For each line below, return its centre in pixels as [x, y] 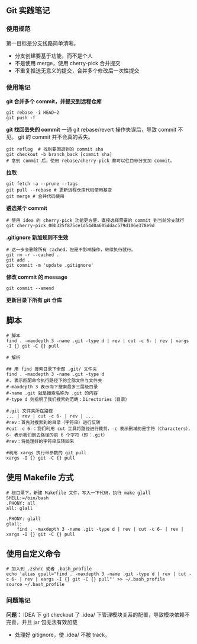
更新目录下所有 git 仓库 [34, 300]
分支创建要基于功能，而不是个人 [54, 56]
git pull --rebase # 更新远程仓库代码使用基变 [59, 190]
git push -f [21, 117]
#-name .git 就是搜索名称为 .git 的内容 [52, 393]
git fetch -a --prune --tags [42, 184]
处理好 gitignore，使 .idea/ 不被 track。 [62, 635]
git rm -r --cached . [33, 255]
